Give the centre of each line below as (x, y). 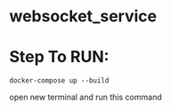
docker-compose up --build (59, 81)
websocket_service (83, 16)
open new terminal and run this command (85, 97)
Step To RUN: (59, 57)
